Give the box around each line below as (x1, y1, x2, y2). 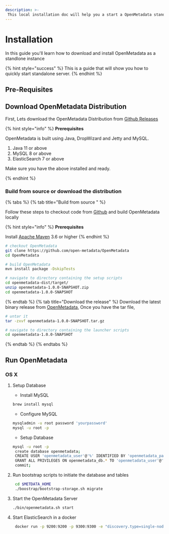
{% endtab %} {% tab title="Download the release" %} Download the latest (5, 299, 161, 305)
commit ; (15, 463, 31, 468)
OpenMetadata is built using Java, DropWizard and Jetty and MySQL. (5, 135, 149, 141)
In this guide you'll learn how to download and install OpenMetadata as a (5, 50, 156, 56)
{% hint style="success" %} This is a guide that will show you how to (5, 65, 148, 71)
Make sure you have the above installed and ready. (5, 165, 111, 171)
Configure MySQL (20, 411, 58, 417)
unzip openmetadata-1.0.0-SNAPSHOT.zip (5, 285, 89, 290)
